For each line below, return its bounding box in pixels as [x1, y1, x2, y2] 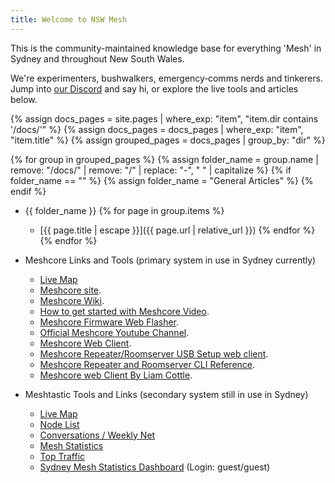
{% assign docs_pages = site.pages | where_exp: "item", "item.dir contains [10, 112, 319, 125]
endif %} [10, 185, 47, 197]
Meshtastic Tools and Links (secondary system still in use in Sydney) [24, 388, 309, 400]
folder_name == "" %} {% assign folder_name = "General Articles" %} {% [10, 174, 314, 186]
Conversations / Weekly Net [39, 429, 156, 441]
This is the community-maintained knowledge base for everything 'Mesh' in [10, 42, 322, 54]
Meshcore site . [39, 284, 102, 296]
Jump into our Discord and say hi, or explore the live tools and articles [10, 82, 299, 95]
